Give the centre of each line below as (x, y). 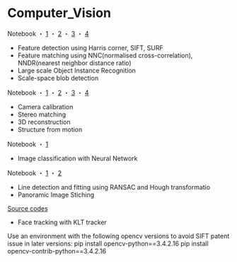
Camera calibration (45, 107)
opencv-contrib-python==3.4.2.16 (57, 251)
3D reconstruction (44, 121)
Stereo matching (42, 114)
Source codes (28, 208)
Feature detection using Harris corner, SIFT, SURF (91, 48)
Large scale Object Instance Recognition (77, 70)
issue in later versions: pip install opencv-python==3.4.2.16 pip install (108, 244)
